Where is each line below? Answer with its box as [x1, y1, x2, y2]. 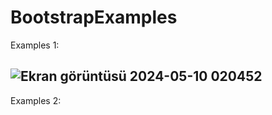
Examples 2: [10, 94, 62, 106]
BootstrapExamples [10, 6, 178, 29]
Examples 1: [10, 39, 60, 51]
